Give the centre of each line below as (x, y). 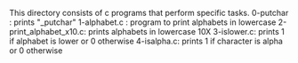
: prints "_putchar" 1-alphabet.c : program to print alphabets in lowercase (143, 22)
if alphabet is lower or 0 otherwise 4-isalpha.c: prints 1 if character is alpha (146, 41)
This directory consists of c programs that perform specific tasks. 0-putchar (149, 13)
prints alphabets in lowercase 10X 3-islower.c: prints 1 (186, 31)
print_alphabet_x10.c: (48, 31)
